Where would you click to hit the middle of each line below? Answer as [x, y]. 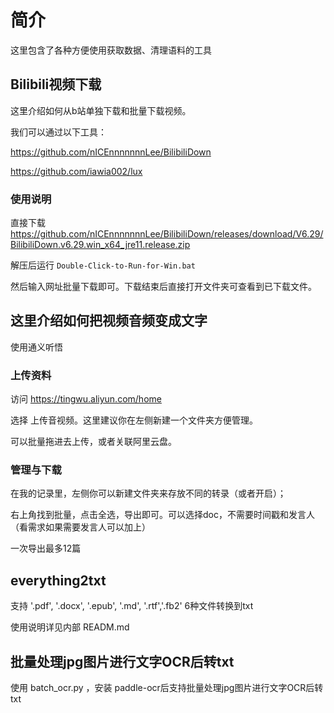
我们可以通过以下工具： [58, 132]
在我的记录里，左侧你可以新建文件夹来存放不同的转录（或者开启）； [148, 493]
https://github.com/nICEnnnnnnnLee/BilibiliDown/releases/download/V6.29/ [167, 234]
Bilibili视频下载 [56, 84]
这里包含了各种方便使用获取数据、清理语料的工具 [111, 50]
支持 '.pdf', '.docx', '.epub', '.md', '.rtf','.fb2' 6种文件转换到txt [132, 606]
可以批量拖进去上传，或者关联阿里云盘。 [93, 442]
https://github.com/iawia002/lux [76, 171]
